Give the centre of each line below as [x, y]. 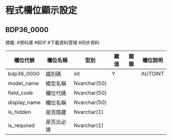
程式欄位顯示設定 [41, 10]
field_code [20, 93]
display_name [24, 102]
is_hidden [19, 112]
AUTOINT [153, 74]
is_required [21, 125]
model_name [24, 83]
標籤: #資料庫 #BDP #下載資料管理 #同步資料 [52, 42]
